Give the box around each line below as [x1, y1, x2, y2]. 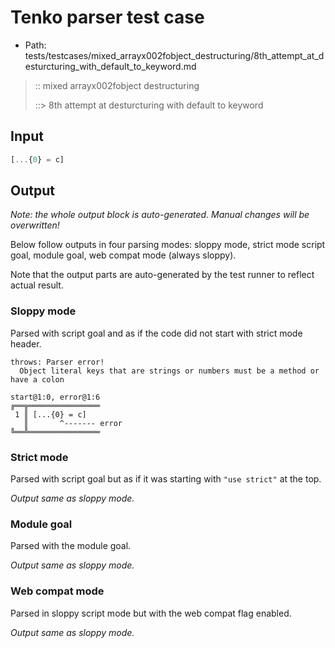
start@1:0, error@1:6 [10, 392, 101, 402]
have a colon [10, 374, 65, 385]
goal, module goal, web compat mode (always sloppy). [10, 249, 237, 261]
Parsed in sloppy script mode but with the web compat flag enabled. [10, 607, 292, 619]
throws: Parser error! [10, 357, 105, 367]
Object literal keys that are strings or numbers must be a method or [19, 366, 320, 376]
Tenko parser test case [10, 6, 205, 29]
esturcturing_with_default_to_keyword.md [24, 60, 197, 72]
